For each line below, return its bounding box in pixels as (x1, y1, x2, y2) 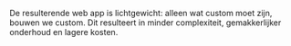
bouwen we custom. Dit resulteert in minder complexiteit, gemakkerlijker (9, 17, 282, 28)
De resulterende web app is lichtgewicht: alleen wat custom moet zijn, (9, 8, 273, 18)
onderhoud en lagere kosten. (9, 27, 119, 37)
